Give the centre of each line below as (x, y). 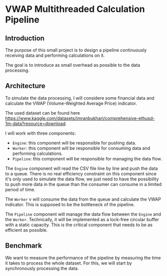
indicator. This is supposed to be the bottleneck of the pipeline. (70, 204)
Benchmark (24, 246)
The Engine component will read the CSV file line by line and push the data (82, 168)
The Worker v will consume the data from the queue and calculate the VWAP (83, 199)
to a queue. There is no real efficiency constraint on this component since (81, 173)
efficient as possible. (27, 230)
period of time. (20, 189)
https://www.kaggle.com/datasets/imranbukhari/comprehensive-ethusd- (80, 118)
